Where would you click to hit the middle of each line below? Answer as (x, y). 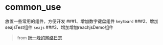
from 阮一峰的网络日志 (40, 38)
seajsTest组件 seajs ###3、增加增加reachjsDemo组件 (59, 27)
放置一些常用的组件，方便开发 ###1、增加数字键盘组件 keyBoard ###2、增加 (82, 21)
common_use (33, 7)
